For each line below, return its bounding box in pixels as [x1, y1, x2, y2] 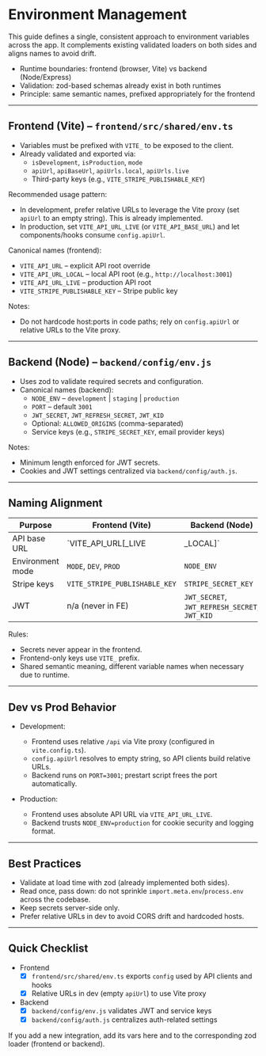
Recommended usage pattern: [8, 189, 108, 199]
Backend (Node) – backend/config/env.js [8, 355, 212, 369]
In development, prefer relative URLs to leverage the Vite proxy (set [19, 204, 240, 215]
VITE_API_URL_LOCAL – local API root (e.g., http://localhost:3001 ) [19, 269, 233, 279]
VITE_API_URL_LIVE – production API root [19, 277, 152, 287]
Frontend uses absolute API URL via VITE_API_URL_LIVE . [31, 810, 213, 819]
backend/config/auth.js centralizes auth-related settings [31, 1015, 218, 1024]
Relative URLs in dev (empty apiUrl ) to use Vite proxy [31, 988, 207, 998]
